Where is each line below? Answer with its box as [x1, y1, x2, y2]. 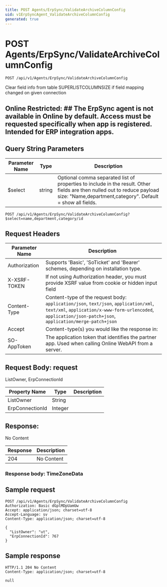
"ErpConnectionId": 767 [9, 534, 59, 539]
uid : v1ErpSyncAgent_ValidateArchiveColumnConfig [5, 12, 110, 17]
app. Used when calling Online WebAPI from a [45, 340, 153, 347]
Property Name [9, 389, 46, 395]
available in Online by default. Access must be [5, 112, 152, 120]
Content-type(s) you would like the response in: [45, 326, 158, 333]
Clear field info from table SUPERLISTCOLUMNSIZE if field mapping [5, 84, 144, 90]
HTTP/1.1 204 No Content [5, 565, 57, 570]
